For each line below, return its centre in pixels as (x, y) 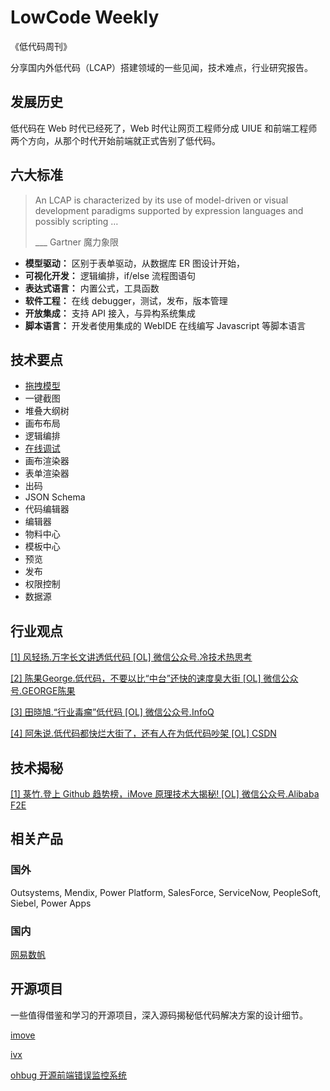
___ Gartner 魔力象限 (76, 242)
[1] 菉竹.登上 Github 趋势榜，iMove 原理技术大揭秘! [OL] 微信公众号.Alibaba (165, 794)
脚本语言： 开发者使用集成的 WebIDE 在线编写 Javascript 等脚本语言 (165, 325)
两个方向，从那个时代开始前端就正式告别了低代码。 (115, 140)
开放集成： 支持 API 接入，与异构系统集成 (110, 313)
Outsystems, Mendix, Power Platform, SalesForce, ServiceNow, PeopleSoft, (166, 892)
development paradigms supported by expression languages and (169, 210)
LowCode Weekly (85, 17)
